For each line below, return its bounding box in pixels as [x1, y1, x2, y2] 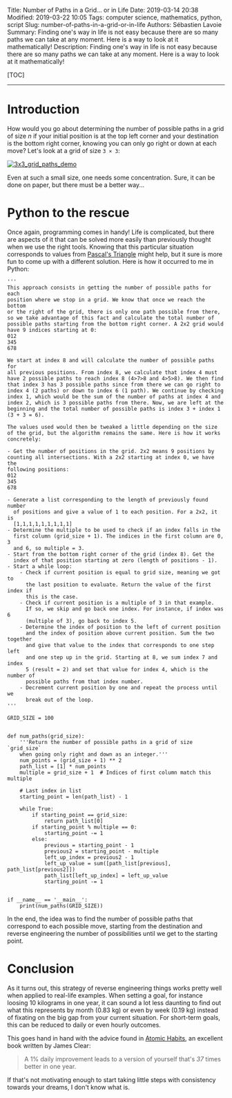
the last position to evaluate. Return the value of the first [25, 581, 212, 588]
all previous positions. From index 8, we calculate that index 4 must [7, 369, 217, 376]
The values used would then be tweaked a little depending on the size [7, 423, 217, 430]
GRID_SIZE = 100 [7, 714, 54, 721]
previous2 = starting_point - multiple [43, 848, 159, 855]
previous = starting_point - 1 [43, 842, 135, 849]
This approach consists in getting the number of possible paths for [7, 284, 212, 291]
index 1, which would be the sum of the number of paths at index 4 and [7, 393, 221, 400]
